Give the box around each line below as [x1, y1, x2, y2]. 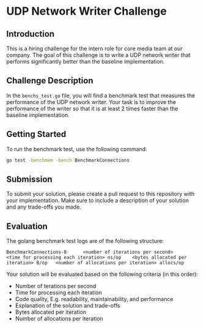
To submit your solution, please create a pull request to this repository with [6, 190, 195, 198]
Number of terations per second [15, 283, 97, 290]
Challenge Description [6, 75, 93, 86]
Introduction [6, 29, 55, 39]
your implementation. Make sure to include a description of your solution [6, 197, 189, 204]
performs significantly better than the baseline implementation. [6, 58, 165, 65]
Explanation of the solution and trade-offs [15, 302, 120, 310]
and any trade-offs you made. [6, 203, 81, 211]
